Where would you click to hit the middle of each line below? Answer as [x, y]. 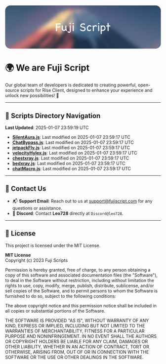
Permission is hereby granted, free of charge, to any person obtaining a [78, 270]
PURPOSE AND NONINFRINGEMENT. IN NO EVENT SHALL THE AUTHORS [81, 336]
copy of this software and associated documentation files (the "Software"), [82, 275]
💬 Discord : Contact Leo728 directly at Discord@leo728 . [68, 213]
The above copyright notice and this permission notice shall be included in [81, 305]
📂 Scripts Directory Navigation [53, 116]
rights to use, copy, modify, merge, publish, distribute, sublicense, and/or [80, 285]
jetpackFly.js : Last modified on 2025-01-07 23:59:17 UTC [71, 148]
